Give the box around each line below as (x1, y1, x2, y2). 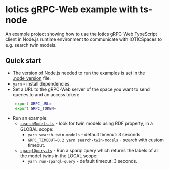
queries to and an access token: (12, 91, 79, 97)
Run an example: (12, 115, 48, 121)
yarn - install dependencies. (12, 80, 71, 87)
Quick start (5, 57, 41, 65)
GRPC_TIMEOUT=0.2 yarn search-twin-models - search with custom (27, 137, 164, 143)
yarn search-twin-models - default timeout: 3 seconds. (27, 131, 142, 137)
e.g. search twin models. (5, 41, 57, 48)
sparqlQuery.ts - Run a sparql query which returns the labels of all (20, 147, 159, 153)
